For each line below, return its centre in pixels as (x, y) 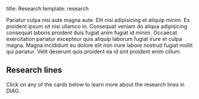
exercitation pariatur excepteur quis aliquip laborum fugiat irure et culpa (94, 39)
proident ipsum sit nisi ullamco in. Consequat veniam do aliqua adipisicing (97, 26)
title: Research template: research (48, 9)
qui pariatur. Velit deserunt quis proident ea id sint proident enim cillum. (94, 52)
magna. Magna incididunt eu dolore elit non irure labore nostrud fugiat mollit (99, 45)
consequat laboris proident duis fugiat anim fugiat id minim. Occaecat (92, 33)
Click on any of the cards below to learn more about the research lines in (95, 84)
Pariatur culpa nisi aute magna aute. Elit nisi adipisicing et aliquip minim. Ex (98, 20)
